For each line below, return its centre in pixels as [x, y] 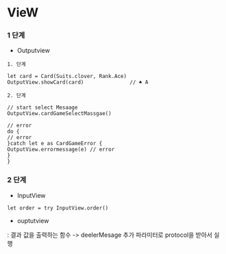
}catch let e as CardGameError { [55, 144]
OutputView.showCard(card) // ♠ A [78, 82]
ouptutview [33, 220]
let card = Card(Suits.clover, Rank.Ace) [67, 77]
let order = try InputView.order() [58, 208]
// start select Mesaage [42, 107]
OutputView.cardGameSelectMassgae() [59, 114]
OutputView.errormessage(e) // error [61, 150]
